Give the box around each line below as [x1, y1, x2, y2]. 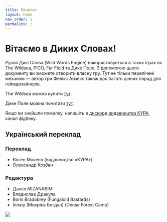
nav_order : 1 [5, 17, 33, 22]
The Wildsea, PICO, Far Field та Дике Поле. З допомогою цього [5, 65, 139, 71]
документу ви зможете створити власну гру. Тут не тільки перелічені [5, 70, 154, 76]
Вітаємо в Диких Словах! [5, 43, 116, 54]
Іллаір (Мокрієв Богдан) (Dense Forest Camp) [12, 202, 109, 208]
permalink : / [5, 21, 33, 27]
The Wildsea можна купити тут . [5, 91, 72, 97]
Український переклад [5, 130, 81, 139]
